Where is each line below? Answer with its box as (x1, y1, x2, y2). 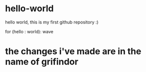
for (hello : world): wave (5, 28, 54, 34)
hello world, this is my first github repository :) (5, 19, 99, 25)
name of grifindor (5, 56, 78, 68)
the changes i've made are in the (5, 46, 142, 57)
